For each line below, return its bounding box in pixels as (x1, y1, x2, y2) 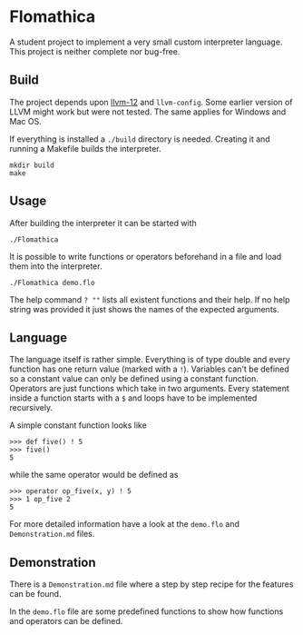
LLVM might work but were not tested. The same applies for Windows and (9, 106, 287, 117)
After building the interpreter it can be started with (9, 217, 197, 228)
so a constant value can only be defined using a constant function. (9, 373, 259, 384)
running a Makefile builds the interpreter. (9, 143, 161, 154)
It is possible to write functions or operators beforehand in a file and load (9, 251, 282, 262)
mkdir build (9, 161, 54, 170)
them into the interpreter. (9, 261, 103, 272)
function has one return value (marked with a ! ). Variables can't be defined (9, 363, 290, 374)
